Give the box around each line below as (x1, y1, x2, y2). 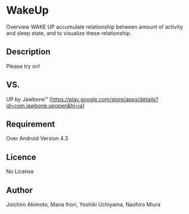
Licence (6, 152, 37, 162)
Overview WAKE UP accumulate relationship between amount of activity (6, 23, 183, 30)
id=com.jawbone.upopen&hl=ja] (6, 102, 85, 109)
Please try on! (6, 62, 40, 70)
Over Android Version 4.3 (6, 135, 68, 142)
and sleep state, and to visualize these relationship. (6, 29, 132, 36)
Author (6, 185, 33, 195)
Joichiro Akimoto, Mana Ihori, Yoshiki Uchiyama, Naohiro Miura (6, 201, 160, 208)
